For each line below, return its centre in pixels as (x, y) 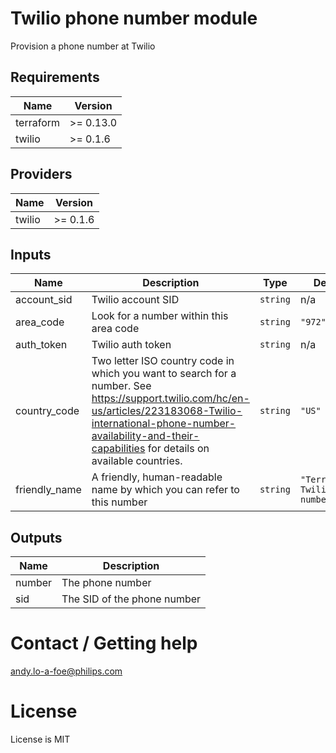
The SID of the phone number (131, 599)
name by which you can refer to (165, 490)
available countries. (137, 461)
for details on (178, 449)
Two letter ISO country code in (163, 361)
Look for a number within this (160, 316)
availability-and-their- (145, 436)
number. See (121, 386)
